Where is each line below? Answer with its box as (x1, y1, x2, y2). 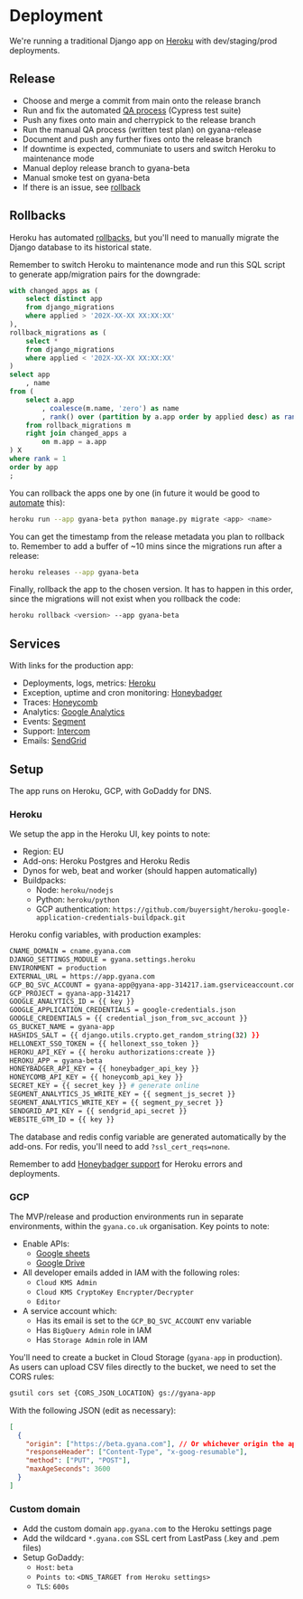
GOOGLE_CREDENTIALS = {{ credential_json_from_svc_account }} (9, 1014, 248, 1023)
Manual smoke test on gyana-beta (22, 172, 151, 183)
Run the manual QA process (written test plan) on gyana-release (22, 124, 262, 135)
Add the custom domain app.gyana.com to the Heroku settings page (22, 1523, 272, 1534)
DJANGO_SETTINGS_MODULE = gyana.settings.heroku (9, 955, 196, 964)
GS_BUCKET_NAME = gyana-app (9, 1023, 115, 1032)
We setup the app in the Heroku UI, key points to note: (9, 828, 211, 839)
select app (9, 370, 50, 380)
